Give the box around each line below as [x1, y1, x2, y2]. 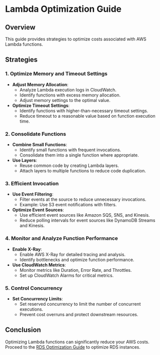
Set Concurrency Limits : [12, 295, 63, 301]
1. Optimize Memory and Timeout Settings [5, 70, 108, 77]
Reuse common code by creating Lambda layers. [19, 162, 119, 168]
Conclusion [5, 326, 41, 334]
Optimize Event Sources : [12, 207, 64, 213]
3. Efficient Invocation [5, 180, 59, 187]
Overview [5, 23, 36, 32]
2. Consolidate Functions [5, 130, 66, 137]
